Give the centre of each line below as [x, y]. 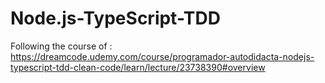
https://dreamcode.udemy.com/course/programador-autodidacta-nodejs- [162, 56]
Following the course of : [61, 46]
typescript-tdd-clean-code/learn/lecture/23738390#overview [138, 67]
